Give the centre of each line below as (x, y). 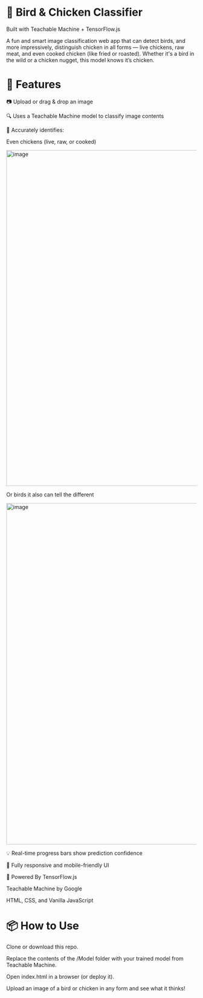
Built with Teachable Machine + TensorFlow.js (63, 29)
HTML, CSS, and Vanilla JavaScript (50, 900)
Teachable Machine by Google (44, 889)
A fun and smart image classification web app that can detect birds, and (96, 41)
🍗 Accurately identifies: (35, 130)
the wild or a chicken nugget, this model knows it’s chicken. (80, 60)
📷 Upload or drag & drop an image (50, 102)
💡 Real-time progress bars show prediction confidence (75, 853)
